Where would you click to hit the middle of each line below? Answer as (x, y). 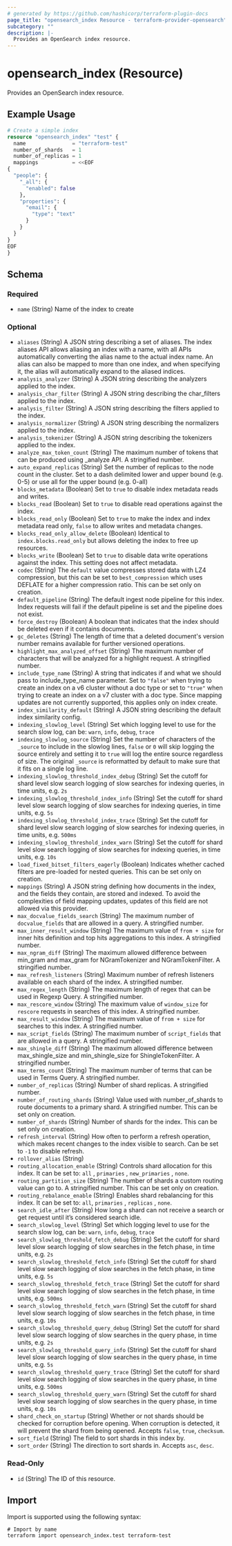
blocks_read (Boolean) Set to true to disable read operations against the (120, 504)
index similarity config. (49, 717)
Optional (22, 327)
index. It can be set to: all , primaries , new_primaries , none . (103, 1174)
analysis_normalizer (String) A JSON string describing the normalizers (118, 423)
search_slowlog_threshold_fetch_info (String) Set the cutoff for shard (117, 1261)
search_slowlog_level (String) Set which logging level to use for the (113, 1225)
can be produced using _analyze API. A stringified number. (100, 460)
